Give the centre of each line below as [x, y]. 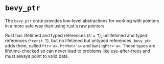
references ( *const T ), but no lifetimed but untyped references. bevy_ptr [78, 41]
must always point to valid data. [37, 56]
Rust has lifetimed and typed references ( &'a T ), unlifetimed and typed [76, 35]
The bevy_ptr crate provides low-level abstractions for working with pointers [82, 21]
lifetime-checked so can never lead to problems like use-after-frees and [78, 51]
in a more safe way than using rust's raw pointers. [56, 26]
